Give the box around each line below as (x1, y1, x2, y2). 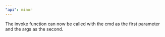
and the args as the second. (5, 26, 64, 32)
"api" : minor (5, 7, 33, 12)
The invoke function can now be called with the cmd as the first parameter (5, 21, 160, 27)
